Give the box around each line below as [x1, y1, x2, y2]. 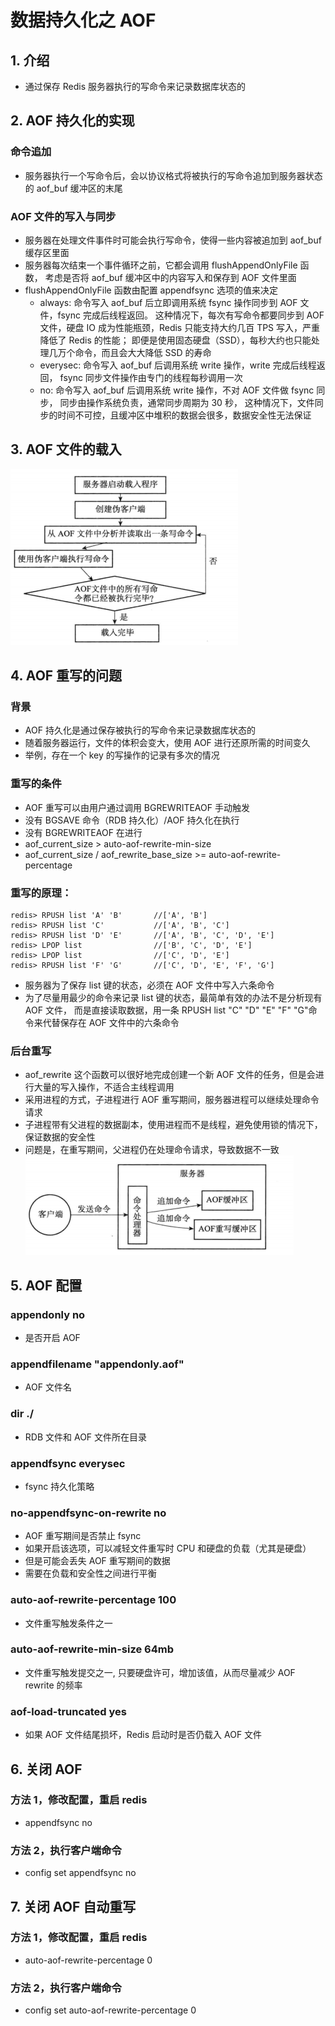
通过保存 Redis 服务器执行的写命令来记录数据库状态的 [24, 81, 246, 92]
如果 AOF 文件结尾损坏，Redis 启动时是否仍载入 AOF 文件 [24, 1729, 263, 1741]
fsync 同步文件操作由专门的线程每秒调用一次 [59, 371, 243, 383]
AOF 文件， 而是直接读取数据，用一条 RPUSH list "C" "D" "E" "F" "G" [24, 1004, 309, 1016]
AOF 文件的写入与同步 [10, 209, 117, 223]
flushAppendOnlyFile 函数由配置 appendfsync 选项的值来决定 [24, 284, 278, 296]
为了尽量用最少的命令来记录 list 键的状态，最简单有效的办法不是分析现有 [24, 992, 323, 1004]
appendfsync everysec [10, 1456, 126, 1470]
